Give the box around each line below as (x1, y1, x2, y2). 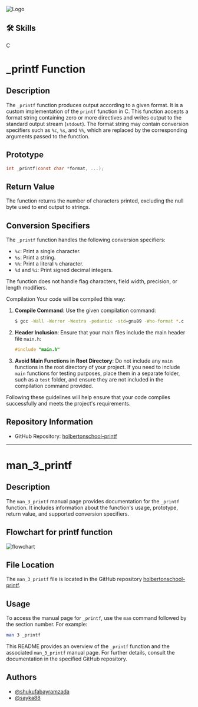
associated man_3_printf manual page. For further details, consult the (6, 649, 175, 656)
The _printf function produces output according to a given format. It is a (6, 101, 183, 108)
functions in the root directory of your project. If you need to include (14, 363, 180, 370)
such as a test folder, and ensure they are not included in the (14, 376, 164, 383)
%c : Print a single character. (14, 248, 81, 255)
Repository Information (6, 417, 93, 427)
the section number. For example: (6, 621, 88, 628)
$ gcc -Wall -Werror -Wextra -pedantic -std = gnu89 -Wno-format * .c (14, 318, 184, 324)
